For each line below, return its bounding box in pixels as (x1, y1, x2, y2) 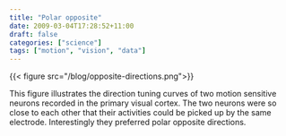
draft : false (9, 30, 58, 38)
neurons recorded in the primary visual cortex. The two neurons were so (9, 98, 277, 108)
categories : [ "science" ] (9, 38, 102, 47)
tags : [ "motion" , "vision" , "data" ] (9, 47, 146, 55)
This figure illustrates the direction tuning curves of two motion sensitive (9, 89, 277, 99)
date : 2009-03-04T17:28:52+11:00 (9, 21, 134, 30)
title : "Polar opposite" (9, 13, 102, 22)
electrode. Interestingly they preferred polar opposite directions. (9, 117, 247, 128)
